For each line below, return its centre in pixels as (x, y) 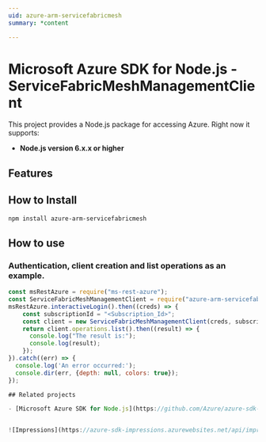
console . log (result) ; (65, 344)
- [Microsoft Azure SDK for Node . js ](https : (83, 409)
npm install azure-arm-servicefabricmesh (78, 219)
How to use (36, 243)
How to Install (43, 200)
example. (27, 276)
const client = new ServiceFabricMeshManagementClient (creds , (127, 322)
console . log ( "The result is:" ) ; (82, 336)
